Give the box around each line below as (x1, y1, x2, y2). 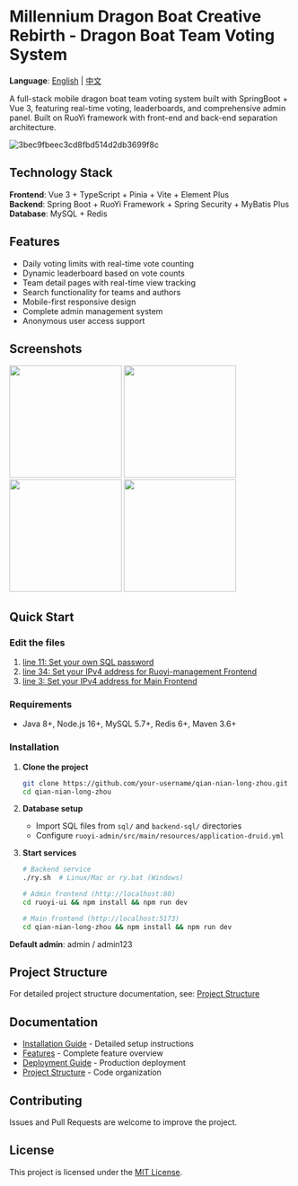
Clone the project (22, 761, 89, 772)
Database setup (22, 804, 83, 814)
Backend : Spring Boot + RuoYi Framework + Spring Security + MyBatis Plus (9, 198, 290, 209)
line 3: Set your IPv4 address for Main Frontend (22, 676, 197, 687)
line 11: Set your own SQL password (22, 657, 154, 668)
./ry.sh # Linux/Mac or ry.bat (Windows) (22, 874, 184, 883)
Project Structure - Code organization (22, 1067, 162, 1078)
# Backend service (22, 865, 92, 874)
